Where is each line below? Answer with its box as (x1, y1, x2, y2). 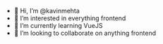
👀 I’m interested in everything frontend (13, 14, 126, 22)
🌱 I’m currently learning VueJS (13, 22, 103, 29)
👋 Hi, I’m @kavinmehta (13, 7, 80, 15)
